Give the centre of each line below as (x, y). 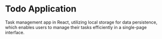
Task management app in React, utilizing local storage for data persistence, (81, 22)
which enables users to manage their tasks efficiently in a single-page (76, 27)
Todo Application (41, 9)
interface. (15, 32)
